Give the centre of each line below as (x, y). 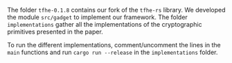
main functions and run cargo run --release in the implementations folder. (113, 52)
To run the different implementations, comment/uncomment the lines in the (114, 45)
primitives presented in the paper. (55, 32)
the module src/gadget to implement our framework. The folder (98, 17)
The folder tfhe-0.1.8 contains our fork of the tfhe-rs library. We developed (117, 10)
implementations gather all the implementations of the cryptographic (105, 24)
